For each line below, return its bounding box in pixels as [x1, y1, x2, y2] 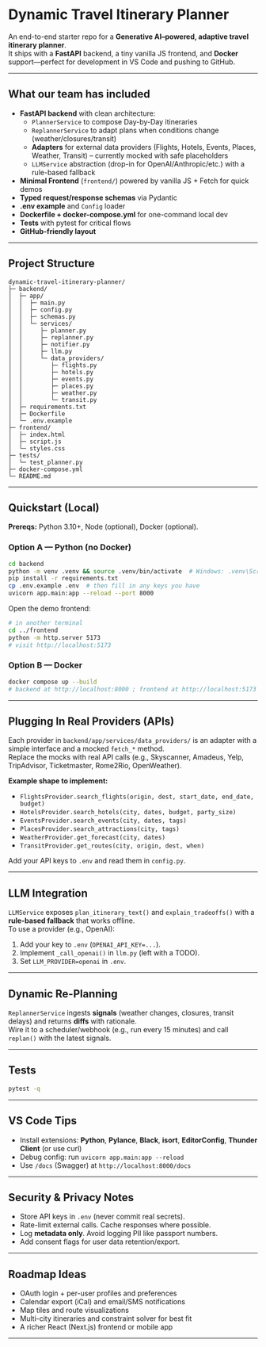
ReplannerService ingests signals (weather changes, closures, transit [8, 1008, 234, 1018]
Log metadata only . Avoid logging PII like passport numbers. [19, 1229, 218, 1238]
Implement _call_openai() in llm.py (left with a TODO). [19, 948, 200, 958]
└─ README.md [8, 472, 51, 480]
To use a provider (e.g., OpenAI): [8, 924, 115, 934]
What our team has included [8, 87, 150, 101]
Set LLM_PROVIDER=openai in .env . [19, 957, 127, 966]
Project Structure [8, 257, 95, 270]
